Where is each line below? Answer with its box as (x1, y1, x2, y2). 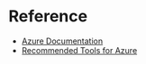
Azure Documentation (21, 36, 104, 46)
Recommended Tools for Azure (21, 44, 138, 55)
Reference (8, 6, 87, 27)
